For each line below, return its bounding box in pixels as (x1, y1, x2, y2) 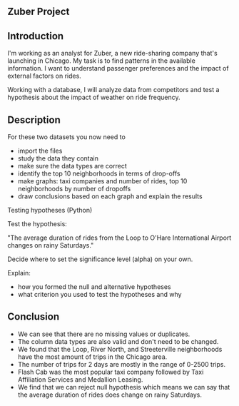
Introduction (7, 30, 64, 42)
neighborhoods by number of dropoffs (17, 185, 131, 193)
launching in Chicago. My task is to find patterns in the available (7, 56, 196, 65)
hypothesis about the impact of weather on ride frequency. (7, 93, 180, 102)
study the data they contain (17, 154, 98, 163)
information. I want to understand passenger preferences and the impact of (7, 64, 230, 73)
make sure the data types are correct (17, 162, 127, 171)
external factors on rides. (7, 71, 82, 81)
